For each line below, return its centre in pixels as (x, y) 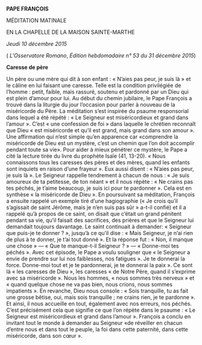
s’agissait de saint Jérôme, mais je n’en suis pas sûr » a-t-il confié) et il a (96, 207)
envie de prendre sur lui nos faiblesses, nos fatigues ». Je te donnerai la (96, 259)
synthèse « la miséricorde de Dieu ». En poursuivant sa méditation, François (100, 195)
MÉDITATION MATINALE (36, 20)
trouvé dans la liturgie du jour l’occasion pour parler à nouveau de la (91, 105)
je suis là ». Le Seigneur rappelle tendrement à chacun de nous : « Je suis (98, 175)
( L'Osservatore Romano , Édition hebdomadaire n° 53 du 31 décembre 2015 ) (101, 56)
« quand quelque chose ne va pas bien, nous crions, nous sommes (90, 284)
